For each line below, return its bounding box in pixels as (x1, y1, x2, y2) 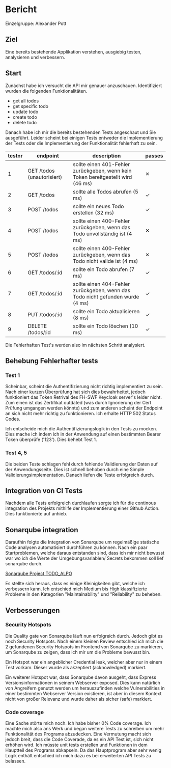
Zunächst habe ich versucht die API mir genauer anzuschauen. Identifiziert (5, 83, 162, 89)
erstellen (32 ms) (73, 209, 115, 216)
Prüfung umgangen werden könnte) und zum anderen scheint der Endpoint (5, 405, 163, 411)
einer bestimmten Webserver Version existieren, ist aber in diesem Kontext (5, 690, 162, 696)
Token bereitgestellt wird (73, 173, 132, 180)
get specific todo (12, 103, 48, 109)
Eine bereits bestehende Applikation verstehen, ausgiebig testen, (5, 48, 141, 54)
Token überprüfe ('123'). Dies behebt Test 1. (5, 436, 98, 443)
